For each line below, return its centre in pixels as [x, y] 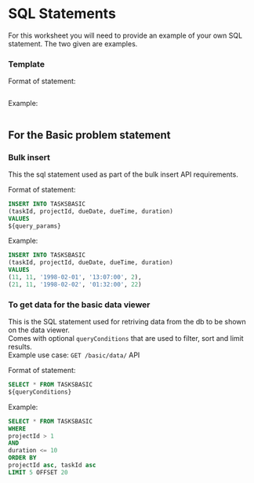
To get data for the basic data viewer [79, 305]
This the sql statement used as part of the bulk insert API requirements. [123, 174]
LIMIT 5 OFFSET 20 [38, 472]
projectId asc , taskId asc [52, 465]
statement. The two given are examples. [73, 43]
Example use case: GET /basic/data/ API [74, 355]
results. [20, 347]
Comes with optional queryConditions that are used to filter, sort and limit [126, 338]
